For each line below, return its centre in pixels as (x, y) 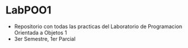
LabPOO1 (28, 10)
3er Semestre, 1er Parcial (45, 39)
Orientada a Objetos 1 (41, 32)
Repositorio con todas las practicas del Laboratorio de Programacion (98, 26)
